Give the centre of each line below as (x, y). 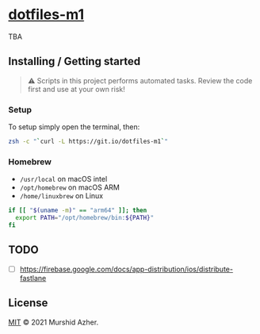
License (28, 303)
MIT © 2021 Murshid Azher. (54, 322)
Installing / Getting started (75, 61)
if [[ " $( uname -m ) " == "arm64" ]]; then (78, 211)
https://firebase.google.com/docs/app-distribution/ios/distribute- (126, 269)
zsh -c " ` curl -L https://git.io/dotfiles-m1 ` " (88, 142)
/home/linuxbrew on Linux (61, 196)
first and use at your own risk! (76, 89)
